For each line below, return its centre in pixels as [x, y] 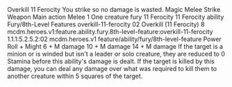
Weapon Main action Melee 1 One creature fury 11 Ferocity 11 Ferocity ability [116, 17]
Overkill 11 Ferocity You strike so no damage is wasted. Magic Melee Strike [114, 9]
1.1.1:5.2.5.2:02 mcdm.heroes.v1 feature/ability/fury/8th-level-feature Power [115, 39]
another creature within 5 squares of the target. [75, 76]
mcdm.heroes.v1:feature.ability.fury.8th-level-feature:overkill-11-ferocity [110, 32]
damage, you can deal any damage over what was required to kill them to [112, 69]
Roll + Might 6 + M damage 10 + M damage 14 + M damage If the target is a [115, 46]
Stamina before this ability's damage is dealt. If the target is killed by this [111, 61]
